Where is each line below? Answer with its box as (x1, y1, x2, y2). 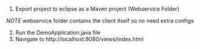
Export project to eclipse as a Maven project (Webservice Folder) (15, 6, 179, 12)
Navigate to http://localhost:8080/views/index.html (15, 36, 144, 42)
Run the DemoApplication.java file (15, 29, 101, 36)
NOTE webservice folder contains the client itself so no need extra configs (6, 17, 194, 24)
